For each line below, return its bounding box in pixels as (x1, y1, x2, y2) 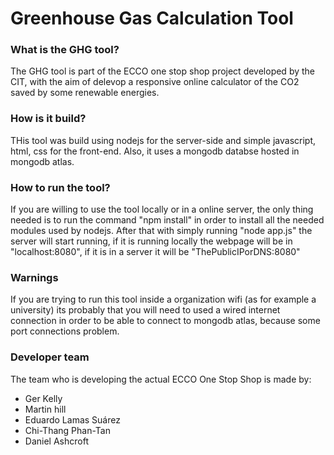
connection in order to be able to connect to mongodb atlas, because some (10, 315, 321, 327)
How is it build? (10, 112, 87, 126)
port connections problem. (10, 325, 120, 337)
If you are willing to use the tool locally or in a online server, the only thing (10, 203, 314, 216)
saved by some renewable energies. (10, 87, 160, 99)
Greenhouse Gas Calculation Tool (10, 7, 294, 30)
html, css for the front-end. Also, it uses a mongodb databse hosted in (10, 145, 300, 157)
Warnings (10, 271, 59, 284)
